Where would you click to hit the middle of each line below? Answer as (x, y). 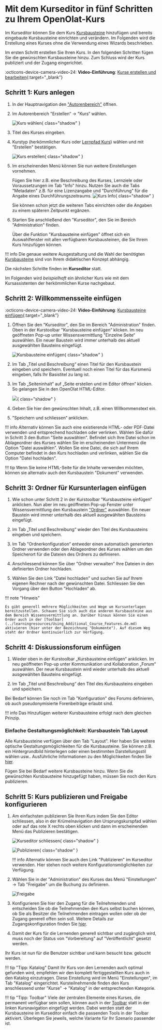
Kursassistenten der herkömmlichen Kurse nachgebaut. (60, 283)
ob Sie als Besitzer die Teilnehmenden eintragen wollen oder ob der (80, 914)
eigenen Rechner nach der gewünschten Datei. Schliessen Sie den (78, 584)
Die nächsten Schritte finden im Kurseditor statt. (53, 268)
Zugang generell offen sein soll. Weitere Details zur (63, 919)
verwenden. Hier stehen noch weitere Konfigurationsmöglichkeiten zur (82, 865)
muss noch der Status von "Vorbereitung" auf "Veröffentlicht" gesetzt (81, 939)
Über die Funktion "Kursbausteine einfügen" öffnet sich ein (71, 234)
